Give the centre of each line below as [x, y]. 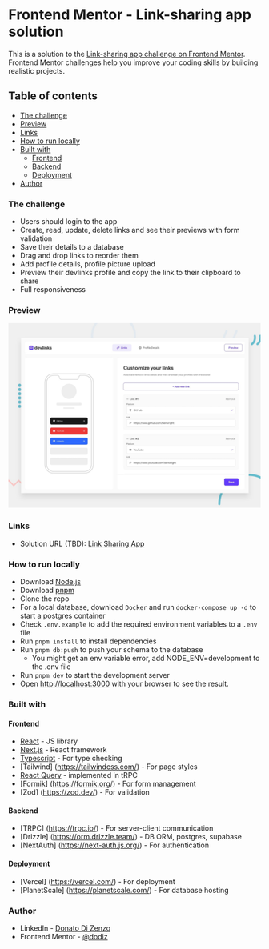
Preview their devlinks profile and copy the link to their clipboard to [130, 273]
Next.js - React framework [63, 750]
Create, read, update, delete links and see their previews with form [130, 230]
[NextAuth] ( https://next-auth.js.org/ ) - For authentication [114, 845]
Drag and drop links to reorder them [79, 256]
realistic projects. [37, 70]
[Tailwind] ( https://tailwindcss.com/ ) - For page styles [108, 767]
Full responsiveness [53, 290]
